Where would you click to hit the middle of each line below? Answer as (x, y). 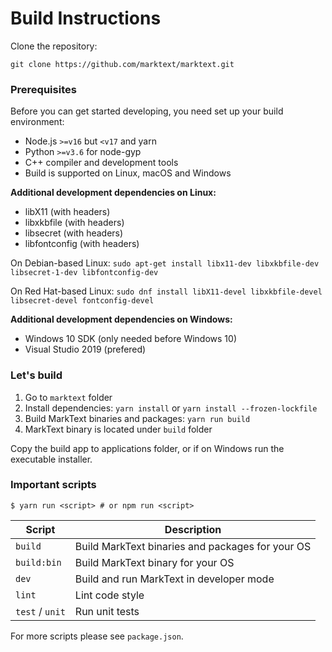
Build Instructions (86, 18)
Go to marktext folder (68, 397)
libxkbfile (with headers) (74, 223)
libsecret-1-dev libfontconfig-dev (84, 273)
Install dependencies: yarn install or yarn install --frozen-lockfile (171, 408)
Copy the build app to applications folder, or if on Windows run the (147, 448)
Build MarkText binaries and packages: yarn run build (137, 418)
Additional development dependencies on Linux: (113, 193)
